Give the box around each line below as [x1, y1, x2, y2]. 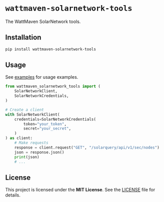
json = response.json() [14, 150, 65, 155]
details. [5, 192, 21, 198]
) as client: [5, 136, 33, 141]
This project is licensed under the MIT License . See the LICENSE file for [5, 187, 155, 193]
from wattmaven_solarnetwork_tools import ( [5, 84, 101, 89]
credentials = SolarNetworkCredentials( [14, 117, 96, 122]
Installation [5, 33, 42, 42]
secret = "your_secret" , [23, 126, 71, 131]
